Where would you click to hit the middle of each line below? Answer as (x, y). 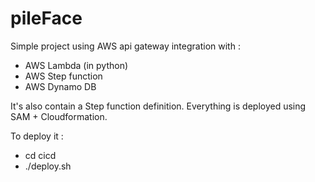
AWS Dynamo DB (60, 86)
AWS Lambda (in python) (76, 65)
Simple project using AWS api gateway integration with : (125, 46)
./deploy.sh (48, 166)
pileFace (46, 18)
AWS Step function (63, 76)
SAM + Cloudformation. (59, 116)
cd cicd (40, 155)
